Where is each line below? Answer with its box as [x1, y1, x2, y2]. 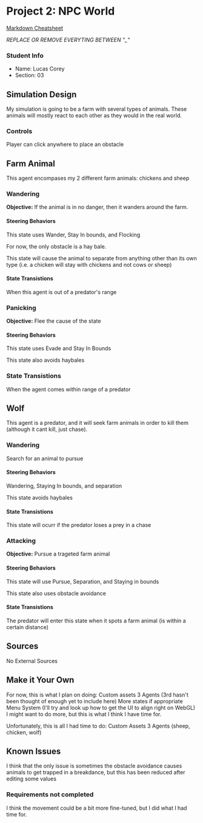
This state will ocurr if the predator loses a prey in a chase [6, 522, 151, 529]
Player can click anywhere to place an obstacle [6, 141, 124, 148]
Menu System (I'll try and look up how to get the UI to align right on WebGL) [6, 704, 196, 711]
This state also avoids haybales [6, 357, 85, 364]
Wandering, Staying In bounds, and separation [6, 482, 122, 489]
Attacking [6, 537, 36, 545]
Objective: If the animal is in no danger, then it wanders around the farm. [6, 204, 188, 211]
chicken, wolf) [6, 728, 42, 736]
